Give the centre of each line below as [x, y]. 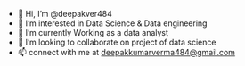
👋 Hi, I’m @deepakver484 [65, 14]
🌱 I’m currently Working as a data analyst [93, 33]
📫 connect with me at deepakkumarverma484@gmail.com [127, 52]
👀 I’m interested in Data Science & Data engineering [112, 23]
